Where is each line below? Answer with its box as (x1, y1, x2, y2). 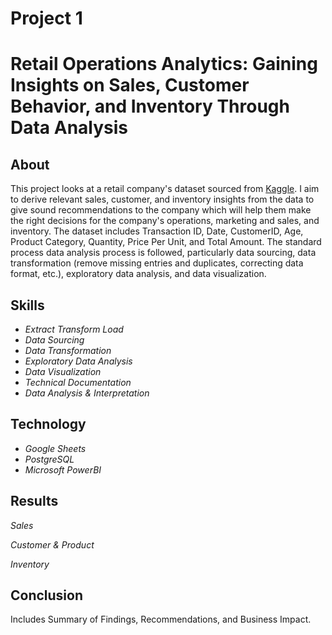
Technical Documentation (24, 377, 132, 388)
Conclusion (10, 587, 84, 604)
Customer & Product (10, 538, 95, 551)
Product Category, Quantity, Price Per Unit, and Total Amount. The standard (10, 236, 322, 248)
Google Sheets (24, 442, 87, 454)
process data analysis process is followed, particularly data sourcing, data (10, 247, 317, 259)
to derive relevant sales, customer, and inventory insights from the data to (10, 193, 315, 206)
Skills (10, 297, 45, 314)
